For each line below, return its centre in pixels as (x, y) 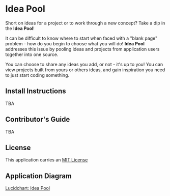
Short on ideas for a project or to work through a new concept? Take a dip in (85, 23)
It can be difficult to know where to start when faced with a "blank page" (81, 38)
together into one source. (32, 54)
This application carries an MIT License (47, 160)
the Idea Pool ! (20, 28)
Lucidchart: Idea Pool (27, 188)
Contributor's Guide (38, 119)
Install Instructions (36, 91)
